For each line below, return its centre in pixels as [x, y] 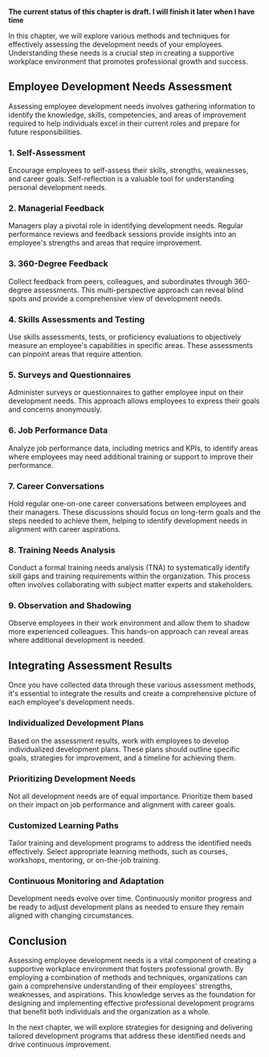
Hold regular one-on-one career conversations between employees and [127, 504]
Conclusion [38, 941]
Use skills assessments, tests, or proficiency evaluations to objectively [125, 337]
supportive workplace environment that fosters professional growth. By [126, 969]
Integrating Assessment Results [90, 665]
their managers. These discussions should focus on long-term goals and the [134, 512]
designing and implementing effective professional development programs [131, 1003]
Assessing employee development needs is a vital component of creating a [132, 960]
